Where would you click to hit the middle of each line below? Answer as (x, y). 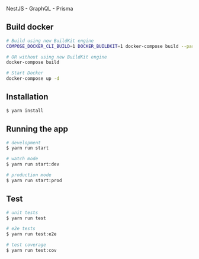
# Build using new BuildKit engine (50, 41)
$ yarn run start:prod (34, 180)
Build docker (30, 27)
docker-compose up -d (33, 79)
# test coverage (26, 245)
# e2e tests (21, 229)
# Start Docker (25, 73)
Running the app (37, 129)
